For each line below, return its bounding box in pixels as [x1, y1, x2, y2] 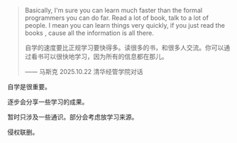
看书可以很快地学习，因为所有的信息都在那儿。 [31, 53, 168, 60]
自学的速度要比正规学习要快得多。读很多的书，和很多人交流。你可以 [24, 43, 224, 52]
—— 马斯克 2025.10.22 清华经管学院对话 [24, 68, 143, 75]
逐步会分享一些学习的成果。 [7, 97, 89, 106]
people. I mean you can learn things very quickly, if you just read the [24, 21, 226, 29]
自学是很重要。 [7, 83, 51, 91]
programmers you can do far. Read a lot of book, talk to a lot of [24, 14, 209, 22]
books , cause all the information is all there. [24, 28, 155, 37]
